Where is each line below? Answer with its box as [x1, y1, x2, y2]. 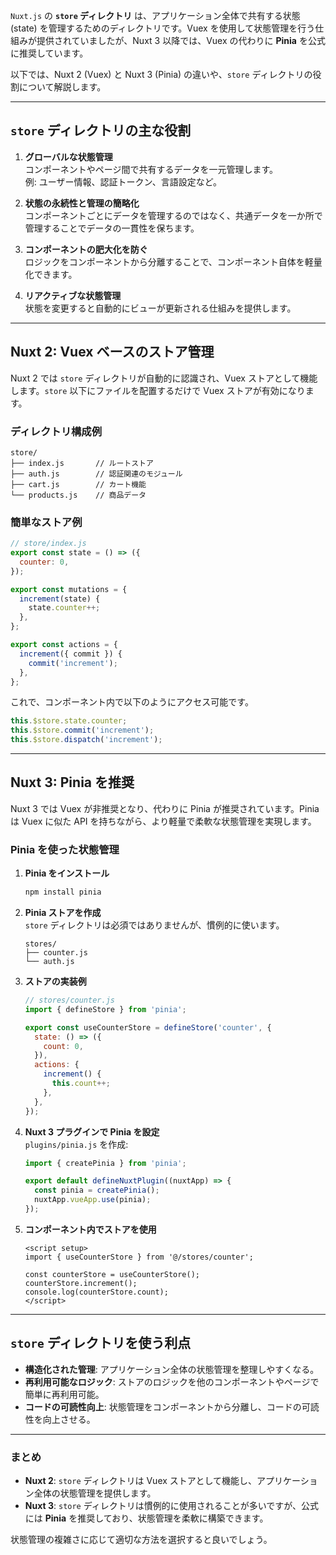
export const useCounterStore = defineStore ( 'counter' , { [24, 1022, 272, 1033]
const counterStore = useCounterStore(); [24, 1269, 200, 1279]
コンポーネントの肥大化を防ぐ [24, 243, 148, 255]
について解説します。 [18, 81, 107, 93]
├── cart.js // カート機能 [10, 479, 147, 489]
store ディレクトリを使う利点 [10, 1335, 192, 1352]
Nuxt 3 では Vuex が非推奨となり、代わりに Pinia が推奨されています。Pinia [10, 802, 320, 814]
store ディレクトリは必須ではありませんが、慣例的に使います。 [24, 919, 285, 931]
